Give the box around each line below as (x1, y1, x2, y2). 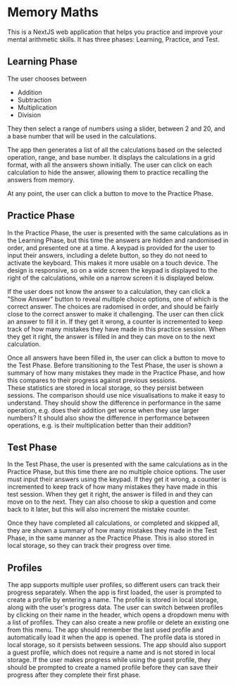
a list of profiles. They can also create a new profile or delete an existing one (7, 618, 230, 627)
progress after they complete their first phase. (7, 670, 141, 679)
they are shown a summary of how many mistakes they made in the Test (7, 526, 217, 535)
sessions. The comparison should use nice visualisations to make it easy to (7, 391, 225, 399)
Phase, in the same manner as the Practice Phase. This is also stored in (7, 534, 215, 543)
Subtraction (17, 95, 51, 104)
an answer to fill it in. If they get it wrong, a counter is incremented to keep (7, 317, 223, 326)
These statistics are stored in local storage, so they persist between (7, 383, 204, 392)
